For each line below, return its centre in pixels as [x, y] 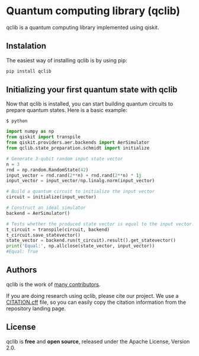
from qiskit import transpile [44, 137]
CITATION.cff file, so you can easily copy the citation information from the [96, 302]
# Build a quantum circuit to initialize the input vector [81, 192]
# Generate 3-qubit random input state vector [65, 158]
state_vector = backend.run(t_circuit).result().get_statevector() [91, 241]
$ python [17, 121]
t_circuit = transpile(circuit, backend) [58, 230]
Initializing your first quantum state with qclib [92, 90]
